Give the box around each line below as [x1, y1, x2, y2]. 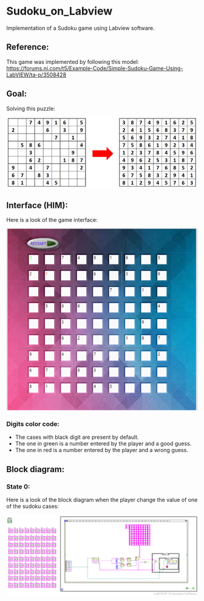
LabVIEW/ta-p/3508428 [6, 71, 67, 78]
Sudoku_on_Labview [6, 4, 113, 18]
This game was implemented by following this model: [6, 58, 140, 65]
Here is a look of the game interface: [6, 216, 98, 224]
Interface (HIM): [6, 200, 68, 210]
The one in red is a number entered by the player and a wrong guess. [15, 447, 188, 454]
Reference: [6, 42, 49, 52]
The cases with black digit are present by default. [15, 433, 139, 441]
